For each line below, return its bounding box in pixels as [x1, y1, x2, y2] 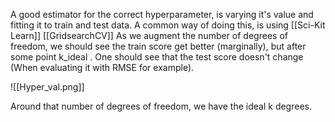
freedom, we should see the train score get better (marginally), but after [10, 40, 307, 52]
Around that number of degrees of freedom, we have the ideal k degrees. [10, 100, 312, 112]
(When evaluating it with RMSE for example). [10, 62, 195, 73]
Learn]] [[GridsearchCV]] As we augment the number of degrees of [10, 30, 288, 41]
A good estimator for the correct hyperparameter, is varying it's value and [10, 9, 314, 20]
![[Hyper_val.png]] [10, 81, 85, 93]
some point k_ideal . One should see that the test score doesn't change [10, 51, 304, 63]
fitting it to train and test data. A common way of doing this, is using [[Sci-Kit [10, 19, 326, 31]
